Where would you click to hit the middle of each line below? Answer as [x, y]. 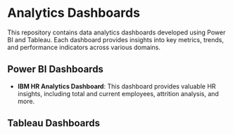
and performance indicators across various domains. [84, 47]
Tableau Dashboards [54, 123]
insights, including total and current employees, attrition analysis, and [118, 93]
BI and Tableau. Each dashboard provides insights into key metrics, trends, [115, 39]
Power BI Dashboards [56, 69]
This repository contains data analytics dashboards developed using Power [116, 32]
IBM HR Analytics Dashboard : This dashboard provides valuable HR [116, 86]
